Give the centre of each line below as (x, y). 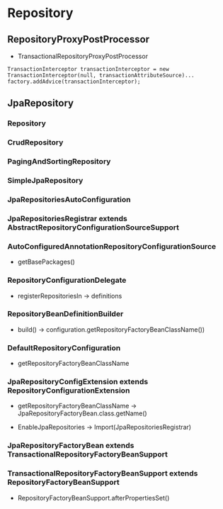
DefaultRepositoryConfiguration (64, 347)
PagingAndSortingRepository (59, 162)
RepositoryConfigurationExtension (69, 391)
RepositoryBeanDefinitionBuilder (65, 314)
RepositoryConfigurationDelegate (67, 280)
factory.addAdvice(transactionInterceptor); (74, 82)
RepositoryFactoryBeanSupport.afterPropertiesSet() (93, 498)
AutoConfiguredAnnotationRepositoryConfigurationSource (112, 246)
